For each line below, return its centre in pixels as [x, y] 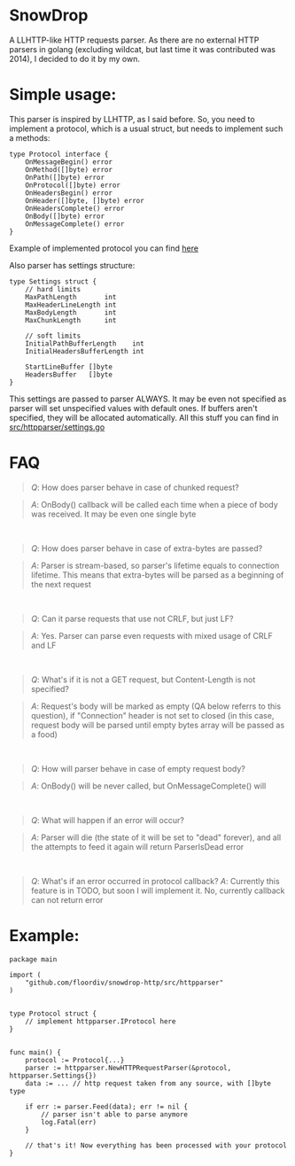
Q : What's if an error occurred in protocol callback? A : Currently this [155, 881]
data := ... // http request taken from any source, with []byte [148, 1083]
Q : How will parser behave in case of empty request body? [138, 768]
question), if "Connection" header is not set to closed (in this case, [152, 715]
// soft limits [53, 336]
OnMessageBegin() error [69, 162]
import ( [25, 975]
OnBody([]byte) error [65, 216]
